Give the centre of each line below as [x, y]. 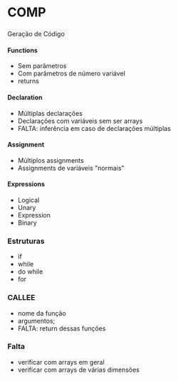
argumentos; [36, 321]
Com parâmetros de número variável [72, 74]
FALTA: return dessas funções [62, 328]
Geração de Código [36, 34]
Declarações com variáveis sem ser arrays [80, 121]
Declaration [25, 97]
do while [30, 272]
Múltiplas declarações [50, 113]
